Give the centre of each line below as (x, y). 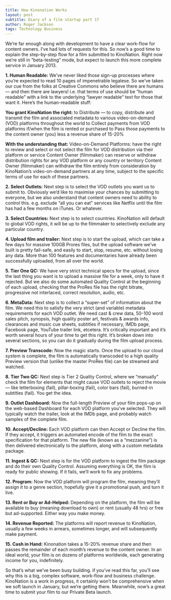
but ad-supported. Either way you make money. (55, 513)
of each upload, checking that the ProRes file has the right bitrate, (75, 287)
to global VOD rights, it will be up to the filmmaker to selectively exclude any (85, 224)
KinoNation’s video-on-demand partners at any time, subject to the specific (85, 172)
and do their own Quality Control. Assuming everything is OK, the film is (81, 466)
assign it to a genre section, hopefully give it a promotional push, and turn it (85, 487)
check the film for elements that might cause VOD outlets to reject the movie (86, 382)
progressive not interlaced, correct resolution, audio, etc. (65, 293)
